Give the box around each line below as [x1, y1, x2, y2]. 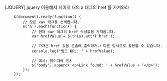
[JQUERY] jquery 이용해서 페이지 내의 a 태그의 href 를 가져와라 [5, 4, 129, 10]
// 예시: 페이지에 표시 [31, 58, 73, 63]
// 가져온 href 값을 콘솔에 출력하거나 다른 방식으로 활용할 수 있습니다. [31, 43, 162, 48]
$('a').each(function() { [23, 24, 77, 29]
